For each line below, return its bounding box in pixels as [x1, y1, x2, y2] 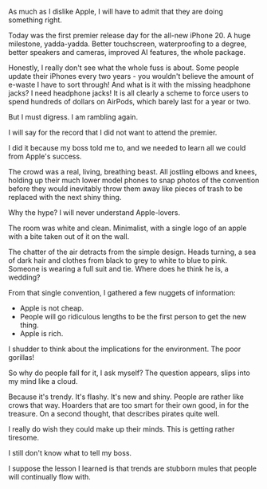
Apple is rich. [19, 329, 64, 338]
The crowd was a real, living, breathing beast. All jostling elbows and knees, [8, 167, 257, 176]
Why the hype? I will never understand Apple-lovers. [8, 208, 181, 217]
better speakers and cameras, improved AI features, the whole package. [8, 48, 245, 57]
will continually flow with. [8, 472, 92, 481]
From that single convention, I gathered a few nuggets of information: [8, 288, 236, 297]
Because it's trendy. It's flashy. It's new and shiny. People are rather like [8, 392, 245, 401]
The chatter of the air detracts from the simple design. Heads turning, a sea [8, 247, 257, 256]
